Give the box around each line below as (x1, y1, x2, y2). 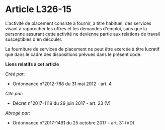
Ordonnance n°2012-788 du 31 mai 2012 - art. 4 (12, 81, 112, 87)
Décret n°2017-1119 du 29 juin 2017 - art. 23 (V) (12, 100, 111, 106)
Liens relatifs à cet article (5, 61, 59, 67)
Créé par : (5, 71, 25, 77)
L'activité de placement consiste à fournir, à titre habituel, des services (5, 20, 152, 26)
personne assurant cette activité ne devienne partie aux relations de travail (5, 31, 160, 37)
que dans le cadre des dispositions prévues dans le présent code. (5, 51, 142, 57)
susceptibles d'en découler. (5, 36, 63, 42)
